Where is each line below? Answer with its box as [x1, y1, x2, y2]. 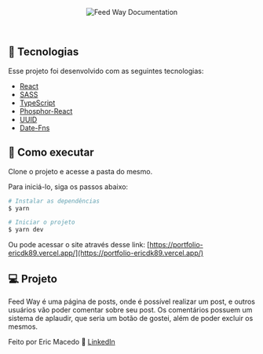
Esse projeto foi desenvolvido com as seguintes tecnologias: [8, 66, 204, 75]
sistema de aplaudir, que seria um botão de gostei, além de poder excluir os [8, 313, 254, 323]
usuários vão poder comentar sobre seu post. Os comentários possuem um [8, 305, 253, 314]
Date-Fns [19, 122, 50, 133]
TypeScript [19, 98, 56, 108]
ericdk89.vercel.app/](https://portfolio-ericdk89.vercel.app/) [8, 248, 204, 258]
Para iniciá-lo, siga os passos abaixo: [8, 181, 128, 192]
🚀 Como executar [8, 146, 94, 159]
